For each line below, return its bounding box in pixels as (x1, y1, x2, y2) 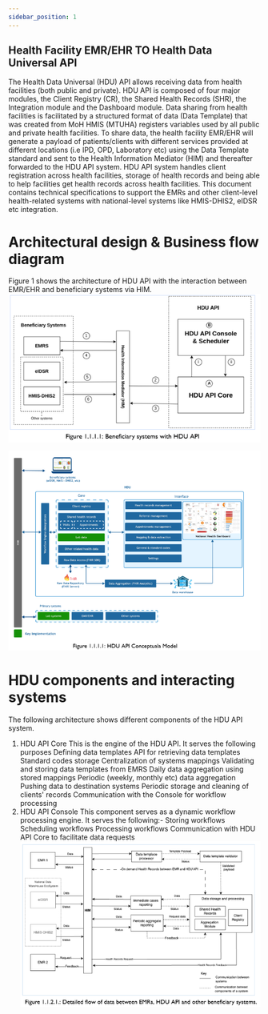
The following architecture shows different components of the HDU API (8, 715, 243, 724)
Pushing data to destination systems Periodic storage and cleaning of (19, 781, 250, 791)
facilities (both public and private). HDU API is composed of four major (8, 86, 241, 95)
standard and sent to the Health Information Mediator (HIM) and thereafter (8, 154, 254, 163)
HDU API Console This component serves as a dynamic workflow (19, 807, 236, 816)
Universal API (8, 56, 78, 70)
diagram (8, 250, 66, 268)
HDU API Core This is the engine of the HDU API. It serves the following (19, 739, 256, 748)
